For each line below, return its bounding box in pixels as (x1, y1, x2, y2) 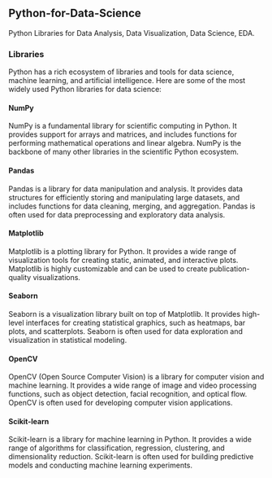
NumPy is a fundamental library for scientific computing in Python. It (8, 121, 237, 131)
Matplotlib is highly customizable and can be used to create (8, 264, 209, 274)
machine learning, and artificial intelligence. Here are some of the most (8, 76, 246, 86)
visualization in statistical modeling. (8, 335, 127, 344)
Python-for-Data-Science (8, 7, 142, 20)
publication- (209, 264, 250, 274)
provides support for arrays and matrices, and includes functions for (8, 129, 237, 139)
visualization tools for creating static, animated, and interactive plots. (8, 255, 239, 265)
